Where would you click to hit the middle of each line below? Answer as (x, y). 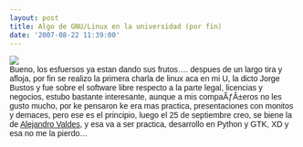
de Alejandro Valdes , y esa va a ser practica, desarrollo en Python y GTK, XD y (149, 125)
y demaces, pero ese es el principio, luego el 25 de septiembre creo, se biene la (151, 115)
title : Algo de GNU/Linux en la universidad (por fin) (116, 26)
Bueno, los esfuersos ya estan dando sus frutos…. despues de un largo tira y (146, 70)
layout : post (34, 18)
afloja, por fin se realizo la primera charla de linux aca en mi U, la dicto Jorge (145, 79)
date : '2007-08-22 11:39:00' (65, 35)
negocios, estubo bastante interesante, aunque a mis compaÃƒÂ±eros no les (146, 97)
